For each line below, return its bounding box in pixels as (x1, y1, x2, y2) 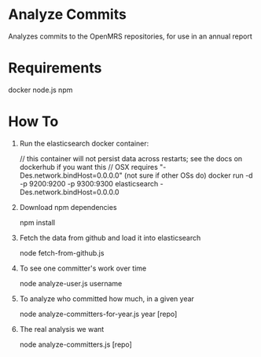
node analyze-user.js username (19, 278, 123, 288)
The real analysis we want (19, 324, 105, 333)
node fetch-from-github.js (19, 248, 105, 257)
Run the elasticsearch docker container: (19, 138, 149, 148)
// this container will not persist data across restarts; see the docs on (19, 153, 243, 163)
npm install (19, 218, 56, 227)
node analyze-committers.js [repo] (19, 340, 132, 349)
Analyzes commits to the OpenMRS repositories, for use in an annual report (8, 31, 253, 41)
